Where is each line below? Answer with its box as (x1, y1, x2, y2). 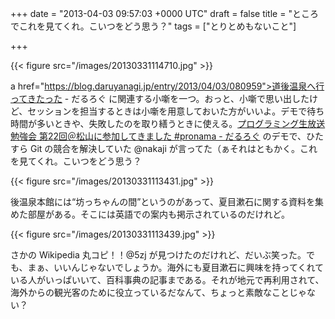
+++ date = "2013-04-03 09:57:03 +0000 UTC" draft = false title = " (10, 8, 293, 19)
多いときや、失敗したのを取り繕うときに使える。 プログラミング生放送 (36, 118, 326, 129)
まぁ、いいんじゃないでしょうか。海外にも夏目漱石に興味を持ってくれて (27, 262, 325, 273)
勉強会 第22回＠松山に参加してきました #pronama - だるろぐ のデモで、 (10, 130, 307, 142)
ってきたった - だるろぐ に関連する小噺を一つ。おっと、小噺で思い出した (10, 93, 310, 104)
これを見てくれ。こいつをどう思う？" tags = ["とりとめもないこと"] (18, 20, 297, 32)
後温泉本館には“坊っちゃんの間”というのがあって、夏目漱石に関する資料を (10, 196, 315, 207)
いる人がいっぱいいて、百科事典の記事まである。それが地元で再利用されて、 (10, 274, 325, 286)
